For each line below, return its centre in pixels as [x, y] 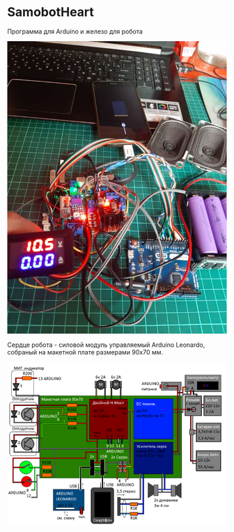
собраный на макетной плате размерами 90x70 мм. [85, 352]
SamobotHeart [50, 12]
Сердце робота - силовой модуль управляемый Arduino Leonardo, [106, 345]
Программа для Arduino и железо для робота [75, 31]
